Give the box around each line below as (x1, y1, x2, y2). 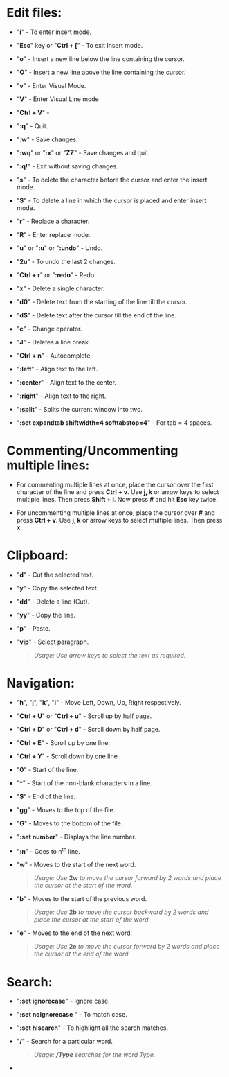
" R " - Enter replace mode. (16, 230, 91, 238)
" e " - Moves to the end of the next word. (16, 929, 133, 937)
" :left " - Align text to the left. (16, 365, 98, 373)
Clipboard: (6, 548, 68, 563)
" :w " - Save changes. (16, 135, 78, 143)
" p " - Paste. (16, 624, 51, 632)
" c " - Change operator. (16, 324, 82, 333)
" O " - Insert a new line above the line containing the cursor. (16, 68, 186, 76)
